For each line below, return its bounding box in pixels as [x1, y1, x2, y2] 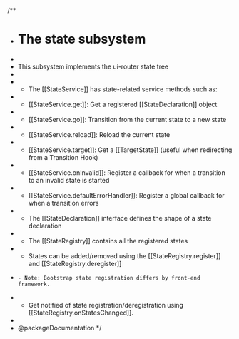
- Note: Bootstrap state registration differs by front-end [17, 274, 200, 281]
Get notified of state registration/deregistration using [28, 300, 184, 309]
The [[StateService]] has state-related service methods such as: [28, 85, 218, 93]
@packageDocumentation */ [17, 323, 102, 332]
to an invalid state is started [28, 176, 110, 184]
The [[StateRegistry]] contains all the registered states [28, 236, 188, 245]
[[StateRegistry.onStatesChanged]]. [28, 308, 133, 317]
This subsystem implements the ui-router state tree [17, 62, 169, 71]
